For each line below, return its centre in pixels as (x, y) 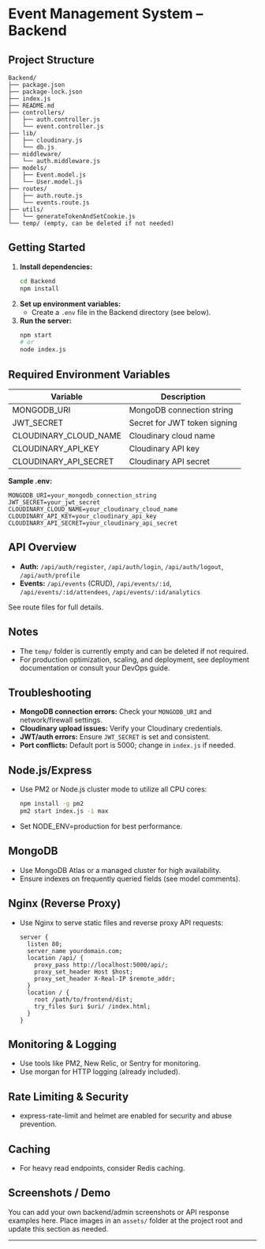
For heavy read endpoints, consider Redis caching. (102, 1168)
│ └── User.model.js (45, 182)
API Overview (43, 547)
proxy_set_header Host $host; (84, 972)
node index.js (43, 350)
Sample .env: (30, 481)
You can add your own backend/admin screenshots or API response (119, 1212)
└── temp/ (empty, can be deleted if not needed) (91, 223)
